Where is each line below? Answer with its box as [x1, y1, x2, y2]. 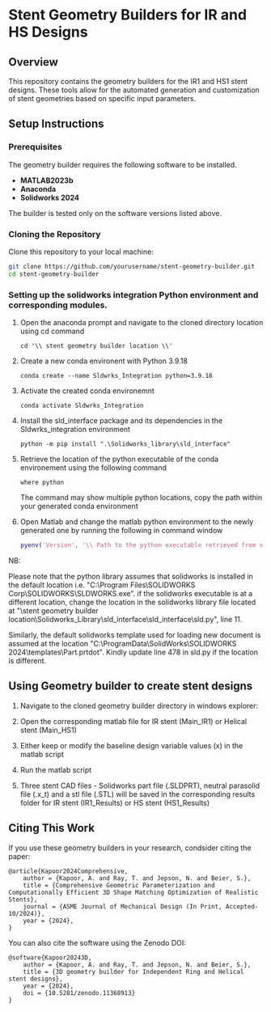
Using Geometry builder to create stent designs [8, 680, 253, 693]
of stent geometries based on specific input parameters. [8, 94, 197, 103]
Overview [8, 55, 59, 69]
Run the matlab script [19, 764, 92, 774]
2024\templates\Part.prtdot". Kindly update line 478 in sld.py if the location [8, 647, 259, 657]
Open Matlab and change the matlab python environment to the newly [19, 517, 254, 527]
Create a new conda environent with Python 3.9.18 [19, 356, 188, 366]
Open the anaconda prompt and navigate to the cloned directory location [19, 318, 264, 328]
